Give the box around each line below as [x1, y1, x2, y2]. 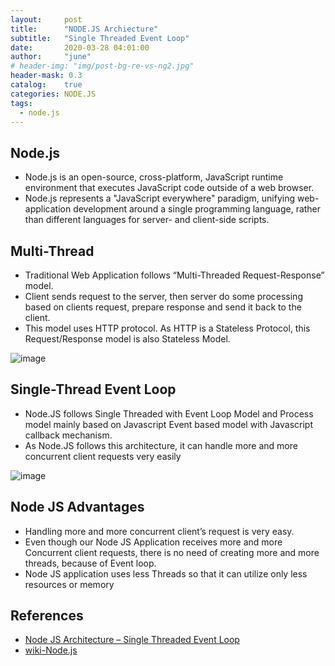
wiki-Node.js [24, 644, 78, 656]
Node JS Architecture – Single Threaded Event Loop [24, 634, 240, 646]
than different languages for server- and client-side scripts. [24, 214, 270, 226]
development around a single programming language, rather [73, 203, 322, 215]
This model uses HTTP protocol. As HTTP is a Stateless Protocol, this [24, 322, 311, 334]
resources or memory [24, 578, 115, 590]
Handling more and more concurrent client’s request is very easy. [24, 525, 295, 537]
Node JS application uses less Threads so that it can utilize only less [24, 567, 308, 580]
